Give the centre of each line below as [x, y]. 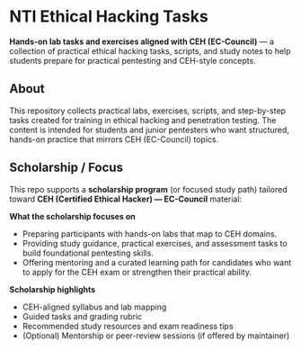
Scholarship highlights [53, 289]
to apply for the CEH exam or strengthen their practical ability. [137, 272]
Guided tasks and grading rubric [82, 316]
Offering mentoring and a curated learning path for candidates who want [157, 262]
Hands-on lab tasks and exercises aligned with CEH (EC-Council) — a [142, 41]
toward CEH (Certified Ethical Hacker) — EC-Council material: [126, 199]
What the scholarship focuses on [73, 216]
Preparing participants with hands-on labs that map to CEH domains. [150, 233]
